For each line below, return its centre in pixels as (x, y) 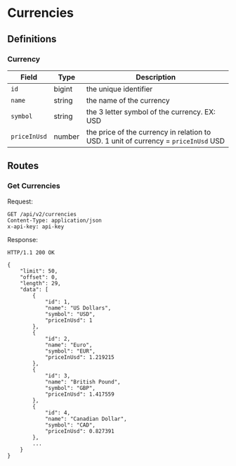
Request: (20, 201)
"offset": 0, (39, 277)
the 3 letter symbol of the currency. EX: (151, 112)
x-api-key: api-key (36, 227)
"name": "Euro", (68, 345)
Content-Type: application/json (54, 220)
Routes (23, 166)
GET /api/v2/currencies (42, 214)
